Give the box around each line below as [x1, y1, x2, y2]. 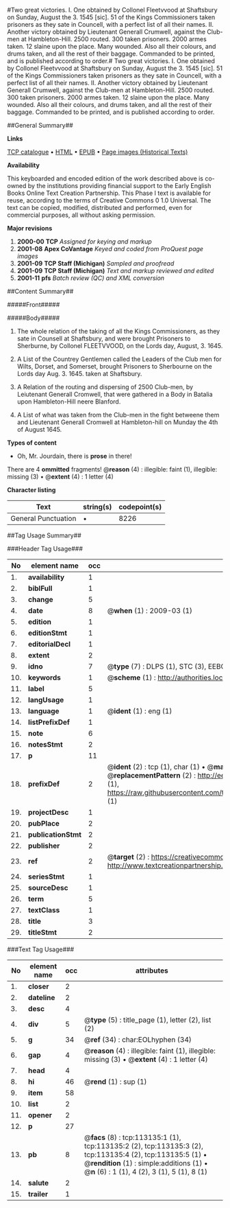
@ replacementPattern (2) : [107, 771, 196, 780]
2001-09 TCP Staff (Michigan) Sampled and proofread [16, 259, 175, 267]
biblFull [28, 583, 53, 593]
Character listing [7, 486, 56, 493]
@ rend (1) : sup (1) [84, 1077, 147, 1087]
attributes [136, 966, 169, 975]
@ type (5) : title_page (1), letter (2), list [84, 1015, 212, 1025]
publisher [28, 841, 60, 850]
